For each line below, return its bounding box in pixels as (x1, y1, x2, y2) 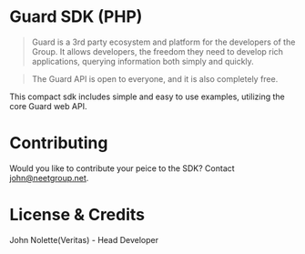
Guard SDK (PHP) (9, 6, 143, 27)
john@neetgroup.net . (9, 172, 89, 183)
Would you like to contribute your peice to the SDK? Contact (9, 162, 235, 174)
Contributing (9, 133, 108, 154)
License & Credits (9, 205, 146, 225)
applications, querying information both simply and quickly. (31, 56, 255, 66)
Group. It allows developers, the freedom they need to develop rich (31, 46, 284, 56)
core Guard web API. (9, 100, 87, 111)
